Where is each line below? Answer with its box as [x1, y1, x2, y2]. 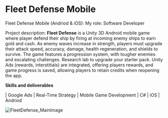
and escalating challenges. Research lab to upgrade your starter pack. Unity [5, 56, 163, 62]
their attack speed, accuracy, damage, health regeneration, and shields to [5, 46, 158, 52]
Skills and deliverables [5, 82, 54, 88]
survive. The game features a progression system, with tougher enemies [5, 51, 156, 57]
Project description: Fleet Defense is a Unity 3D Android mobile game [5, 30, 150, 36]
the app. [5, 72, 23, 78]
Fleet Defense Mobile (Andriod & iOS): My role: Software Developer [5, 20, 145, 26]
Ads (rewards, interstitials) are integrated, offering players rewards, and [5, 62, 153, 68]
